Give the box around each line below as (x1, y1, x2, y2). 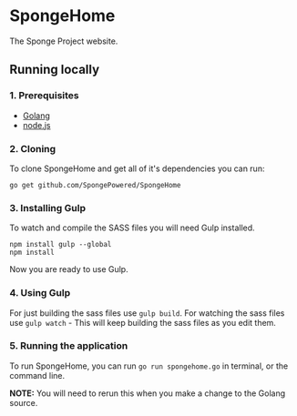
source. (9, 397, 38, 408)
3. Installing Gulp (9, 201, 87, 214)
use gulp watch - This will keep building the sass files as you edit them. (9, 317, 276, 328)
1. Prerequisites (9, 89, 79, 102)
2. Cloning (9, 142, 56, 155)
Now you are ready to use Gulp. (9, 264, 129, 275)
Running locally (9, 62, 100, 77)
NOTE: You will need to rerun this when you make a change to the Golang (9, 388, 285, 399)
